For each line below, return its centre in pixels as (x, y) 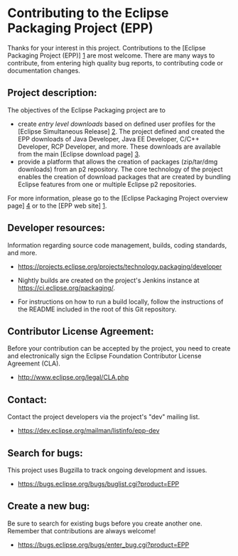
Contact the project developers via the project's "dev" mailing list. (104, 417)
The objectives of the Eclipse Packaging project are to (86, 110)
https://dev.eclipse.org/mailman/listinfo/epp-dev (88, 431)
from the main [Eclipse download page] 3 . (79, 154)
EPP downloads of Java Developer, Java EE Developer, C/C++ (109, 139)
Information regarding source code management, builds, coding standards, (117, 245)
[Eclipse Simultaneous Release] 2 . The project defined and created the (121, 131)
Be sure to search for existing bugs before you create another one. (105, 523)
